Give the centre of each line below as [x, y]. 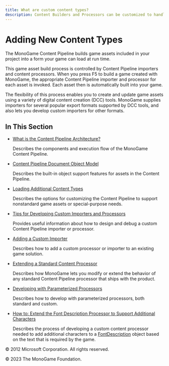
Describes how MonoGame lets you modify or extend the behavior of [84, 273]
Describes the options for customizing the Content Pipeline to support [85, 199]
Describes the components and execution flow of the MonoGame [80, 149]
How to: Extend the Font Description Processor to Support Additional [84, 313]
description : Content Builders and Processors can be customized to [78, 15]
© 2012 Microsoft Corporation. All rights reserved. [57, 349]
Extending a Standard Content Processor [55, 264]
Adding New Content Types [64, 40]
